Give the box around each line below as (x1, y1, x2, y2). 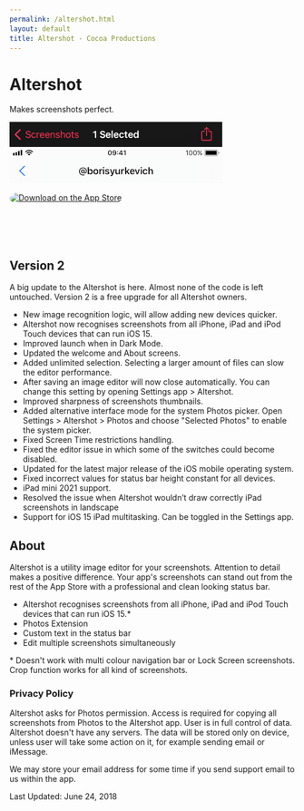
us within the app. (9, 774, 76, 785)
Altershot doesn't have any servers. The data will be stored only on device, (9, 727, 289, 738)
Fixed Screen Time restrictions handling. (22, 435, 174, 445)
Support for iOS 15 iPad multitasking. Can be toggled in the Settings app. (22, 512, 295, 523)
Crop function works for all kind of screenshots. (9, 664, 188, 675)
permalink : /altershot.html (9, 15, 116, 24)
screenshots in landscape (22, 502, 120, 513)
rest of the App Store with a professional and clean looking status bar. (9, 581, 270, 591)
